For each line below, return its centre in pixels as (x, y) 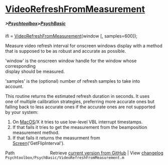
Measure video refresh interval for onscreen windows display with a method (84, 46)
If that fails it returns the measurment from (56, 138)
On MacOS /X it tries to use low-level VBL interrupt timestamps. (77, 122)
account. (14, 87)
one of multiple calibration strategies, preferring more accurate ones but (80, 102)
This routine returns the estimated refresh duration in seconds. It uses (77, 96)
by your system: (22, 112)
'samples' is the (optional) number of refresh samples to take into (73, 81)
